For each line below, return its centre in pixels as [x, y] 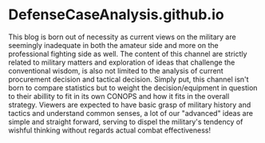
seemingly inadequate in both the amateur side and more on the [113, 45]
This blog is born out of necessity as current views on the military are [123, 37]
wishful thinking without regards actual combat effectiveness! [110, 130]
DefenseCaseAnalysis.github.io [117, 15]
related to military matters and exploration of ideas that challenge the [122, 62]
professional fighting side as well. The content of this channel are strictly [128, 54]
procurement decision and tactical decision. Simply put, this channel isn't [129, 79]
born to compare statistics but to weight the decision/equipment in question [133, 87]
